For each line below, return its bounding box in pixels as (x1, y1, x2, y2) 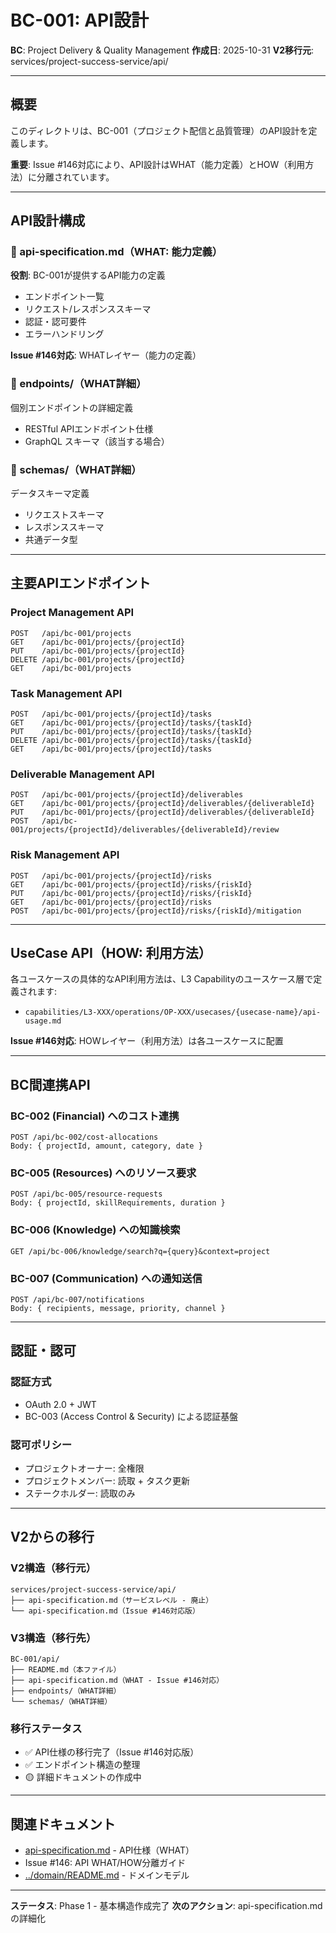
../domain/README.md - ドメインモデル (24, 1869, 190, 1881)
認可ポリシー (10, 1437, 73, 1451)
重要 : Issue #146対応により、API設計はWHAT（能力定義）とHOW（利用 (10, 158, 306, 170)
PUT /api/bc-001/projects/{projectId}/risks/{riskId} (10, 888, 253, 898)
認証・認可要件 (24, 316, 87, 328)
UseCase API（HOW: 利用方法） (10, 945, 212, 961)
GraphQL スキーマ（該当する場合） (24, 435, 170, 447)
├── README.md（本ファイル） (10, 1664, 122, 1675)
